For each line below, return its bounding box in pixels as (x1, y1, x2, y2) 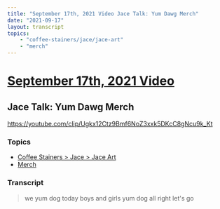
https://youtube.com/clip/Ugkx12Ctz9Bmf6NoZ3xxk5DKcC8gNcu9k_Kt (7, 120, 213, 128)
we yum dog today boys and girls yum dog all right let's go (24, 194, 194, 202)
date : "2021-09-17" (7, 17, 64, 24)
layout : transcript (7, 23, 64, 30)
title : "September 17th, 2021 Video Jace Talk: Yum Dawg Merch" (7, 10, 199, 18)
